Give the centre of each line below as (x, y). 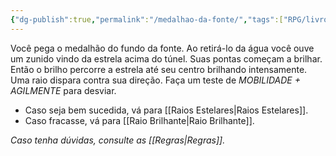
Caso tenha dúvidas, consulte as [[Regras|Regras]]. (118, 140)
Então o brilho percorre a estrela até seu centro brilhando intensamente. (159, 69)
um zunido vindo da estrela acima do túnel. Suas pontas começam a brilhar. (166, 58)
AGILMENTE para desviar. (63, 90)
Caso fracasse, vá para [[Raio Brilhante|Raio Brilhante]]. (139, 120)
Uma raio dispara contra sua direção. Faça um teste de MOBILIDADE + (155, 80)
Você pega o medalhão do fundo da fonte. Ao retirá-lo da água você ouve (162, 48)
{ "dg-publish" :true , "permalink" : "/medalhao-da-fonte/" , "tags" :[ (147, 19)
